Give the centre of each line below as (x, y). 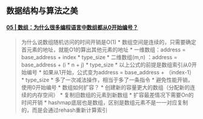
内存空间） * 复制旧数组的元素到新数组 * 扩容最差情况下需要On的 (113, 95)
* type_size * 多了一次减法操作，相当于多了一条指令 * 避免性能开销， (107, 80)
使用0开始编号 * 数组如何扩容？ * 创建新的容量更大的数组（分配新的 (105, 87)
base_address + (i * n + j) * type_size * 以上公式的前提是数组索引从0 (106, 65)
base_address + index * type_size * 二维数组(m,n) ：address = (99, 57)
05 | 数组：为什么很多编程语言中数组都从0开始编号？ (72, 27)
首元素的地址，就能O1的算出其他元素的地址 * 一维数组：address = (103, 50)
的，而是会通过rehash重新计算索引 (64, 110)
